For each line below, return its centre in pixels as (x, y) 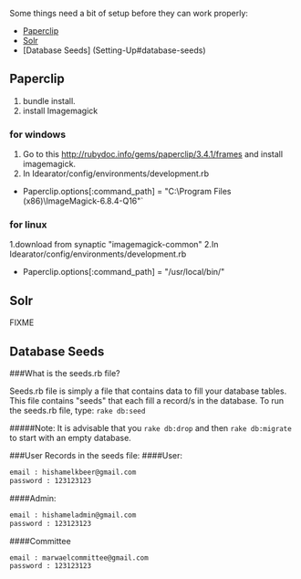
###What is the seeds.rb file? (65, 374)
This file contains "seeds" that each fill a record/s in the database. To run (147, 401)
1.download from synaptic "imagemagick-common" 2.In (114, 245)
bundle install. (49, 100)
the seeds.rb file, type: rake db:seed (78, 411)
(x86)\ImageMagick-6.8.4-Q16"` (83, 201)
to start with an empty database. (71, 438)
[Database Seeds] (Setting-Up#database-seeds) (114, 50)
